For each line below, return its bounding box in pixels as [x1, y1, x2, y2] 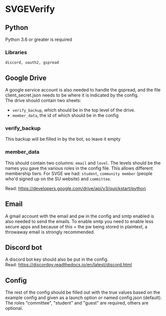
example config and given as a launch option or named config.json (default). [5, 295, 162, 301]
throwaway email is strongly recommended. [5, 229, 95, 235]
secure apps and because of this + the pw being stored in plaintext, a [5, 223, 148, 229]
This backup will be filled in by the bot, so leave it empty [5, 136, 121, 142]
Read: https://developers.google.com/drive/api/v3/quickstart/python [5, 185, 146, 191]
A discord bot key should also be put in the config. [5, 256, 109, 262]
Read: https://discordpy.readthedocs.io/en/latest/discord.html [5, 262, 132, 268]
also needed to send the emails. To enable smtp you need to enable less [5, 218, 154, 224]
